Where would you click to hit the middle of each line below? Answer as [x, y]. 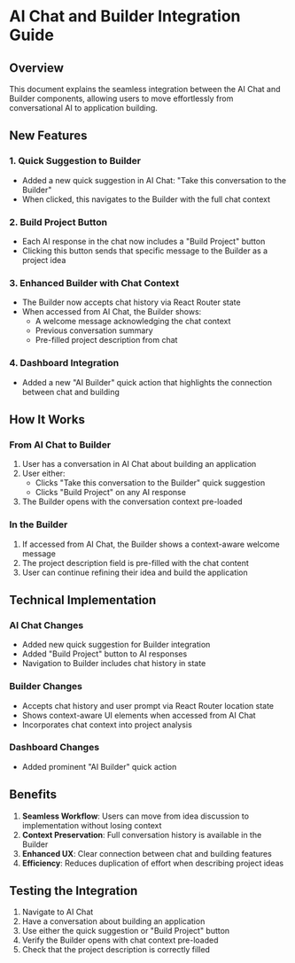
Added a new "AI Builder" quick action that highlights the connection [147, 382]
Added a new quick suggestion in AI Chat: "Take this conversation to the [154, 180]
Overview [37, 68]
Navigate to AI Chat [58, 912]
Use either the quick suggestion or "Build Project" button [126, 931]
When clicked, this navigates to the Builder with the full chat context [146, 199]
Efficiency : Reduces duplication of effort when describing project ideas [153, 863]
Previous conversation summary [94, 330]
